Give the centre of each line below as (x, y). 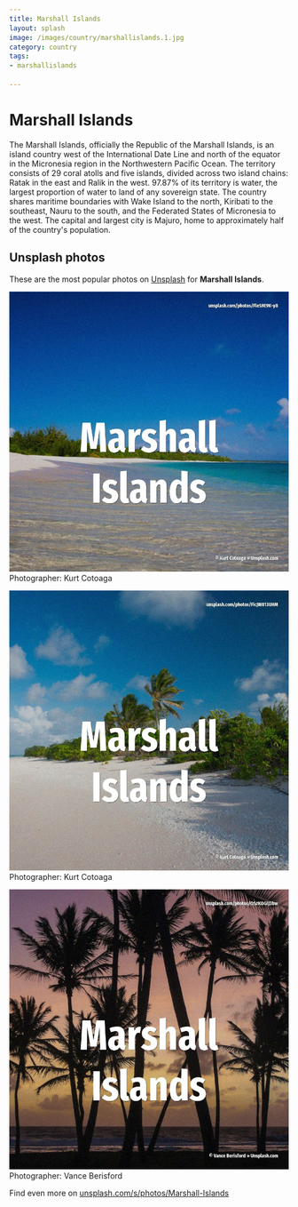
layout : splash (37, 28)
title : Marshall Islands (55, 19)
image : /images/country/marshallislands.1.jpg (97, 37)
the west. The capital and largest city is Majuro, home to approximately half (147, 220)
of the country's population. (60, 229)
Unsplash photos (57, 258)
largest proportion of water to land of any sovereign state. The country (138, 192)
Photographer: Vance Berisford (66, 1175)
